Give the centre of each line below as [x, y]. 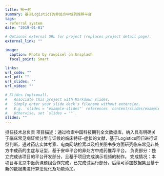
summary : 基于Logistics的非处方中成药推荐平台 [48, 14]
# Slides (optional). [27, 95]
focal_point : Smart [29, 59]
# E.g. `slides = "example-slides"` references [57, 109]
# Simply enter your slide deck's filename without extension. [73, 104]
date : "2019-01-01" [25, 28]
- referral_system [24, 23]
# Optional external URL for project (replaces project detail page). [78, 37]
